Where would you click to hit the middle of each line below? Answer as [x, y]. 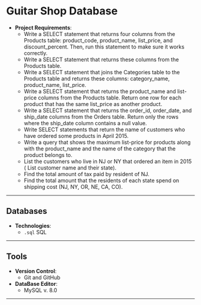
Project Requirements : [43, 28]
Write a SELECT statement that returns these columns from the [101, 59]
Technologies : [33, 225]
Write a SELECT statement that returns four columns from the [99, 34]
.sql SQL [35, 232]
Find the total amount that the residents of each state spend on [101, 180]
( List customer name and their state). [70, 167]
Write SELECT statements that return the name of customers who [104, 129]
